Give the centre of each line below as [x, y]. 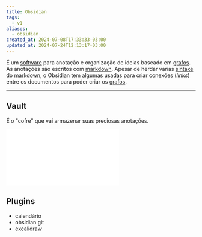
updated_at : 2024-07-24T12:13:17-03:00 [56, 46]
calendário [28, 216]
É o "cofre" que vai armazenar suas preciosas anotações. [78, 120]
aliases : [17, 29]
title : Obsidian [26, 12]
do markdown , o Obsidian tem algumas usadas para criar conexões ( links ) [98, 75]
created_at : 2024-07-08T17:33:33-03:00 [56, 40]
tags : [13, 17]
